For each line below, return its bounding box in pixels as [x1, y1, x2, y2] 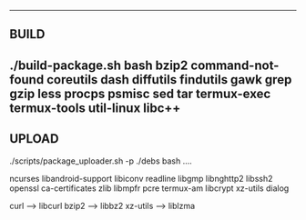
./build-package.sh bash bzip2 [9, 57, 189, 73]
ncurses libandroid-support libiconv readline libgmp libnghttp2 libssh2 [9, 173, 273, 184]
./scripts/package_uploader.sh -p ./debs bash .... [9, 155, 193, 166]
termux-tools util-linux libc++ [9, 100, 181, 115]
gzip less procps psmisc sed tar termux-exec [9, 85, 271, 101]
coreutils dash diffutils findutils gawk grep [46, 72, 292, 87]
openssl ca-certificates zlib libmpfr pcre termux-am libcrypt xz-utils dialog [9, 183, 290, 194]
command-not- [190, 57, 280, 73]
